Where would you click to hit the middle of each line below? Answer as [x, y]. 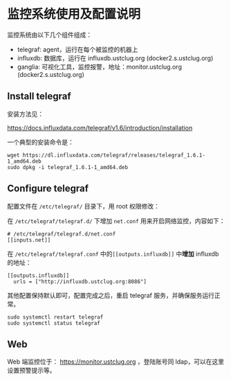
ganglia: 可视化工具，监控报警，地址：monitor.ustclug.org [99, 67]
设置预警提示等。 [31, 371]
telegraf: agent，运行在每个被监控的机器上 [77, 49]
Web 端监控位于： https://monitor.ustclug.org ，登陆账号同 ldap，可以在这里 [116, 362]
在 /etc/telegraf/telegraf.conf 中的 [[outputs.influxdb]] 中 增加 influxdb [113, 254]
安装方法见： [25, 114]
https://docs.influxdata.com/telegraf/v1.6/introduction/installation [100, 127]
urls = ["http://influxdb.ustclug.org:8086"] [80, 281]
